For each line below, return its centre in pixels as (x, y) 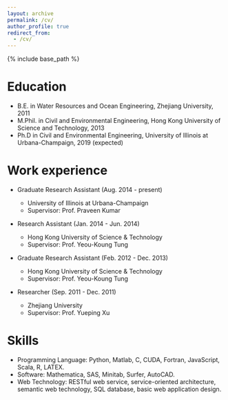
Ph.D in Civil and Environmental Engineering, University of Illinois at (113, 135)
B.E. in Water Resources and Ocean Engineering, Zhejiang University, (115, 106)
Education (37, 87)
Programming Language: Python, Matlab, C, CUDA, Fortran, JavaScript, (118, 359)
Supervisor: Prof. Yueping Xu (69, 313)
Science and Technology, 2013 (61, 128)
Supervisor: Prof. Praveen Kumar (74, 210)
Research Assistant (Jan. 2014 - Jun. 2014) (78, 224)
